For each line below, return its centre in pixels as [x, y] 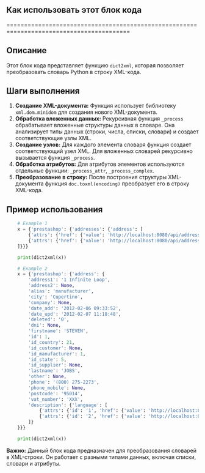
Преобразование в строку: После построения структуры [91, 177]
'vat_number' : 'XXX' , [56, 399]
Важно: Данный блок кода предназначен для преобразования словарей [102, 450]
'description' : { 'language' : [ [68, 405]
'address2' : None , [52, 286]
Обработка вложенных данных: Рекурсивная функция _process [99, 119]
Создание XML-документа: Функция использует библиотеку [95, 106]
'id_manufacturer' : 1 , [57, 354]
